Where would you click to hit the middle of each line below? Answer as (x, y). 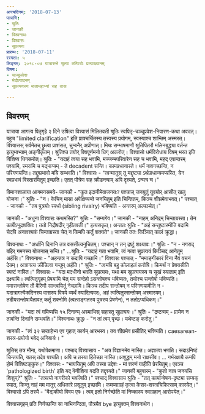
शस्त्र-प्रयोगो (18, 338)
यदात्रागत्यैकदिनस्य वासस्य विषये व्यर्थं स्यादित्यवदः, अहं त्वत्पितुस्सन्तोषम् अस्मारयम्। (86, 292)
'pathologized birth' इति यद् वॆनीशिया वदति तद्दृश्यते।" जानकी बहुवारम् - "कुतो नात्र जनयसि (99, 371)
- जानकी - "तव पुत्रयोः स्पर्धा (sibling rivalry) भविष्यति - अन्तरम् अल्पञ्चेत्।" (84, 206)
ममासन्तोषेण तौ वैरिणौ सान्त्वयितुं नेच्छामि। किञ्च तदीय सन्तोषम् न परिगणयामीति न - (85, 286)
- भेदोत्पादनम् (18, 80)
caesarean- (182, 331)
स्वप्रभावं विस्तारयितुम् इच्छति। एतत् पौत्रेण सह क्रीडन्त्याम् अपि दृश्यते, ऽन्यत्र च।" (83, 179)
